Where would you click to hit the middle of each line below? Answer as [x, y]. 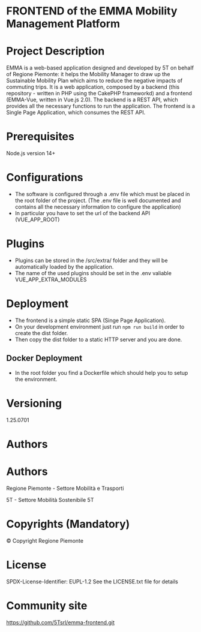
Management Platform [63, 24]
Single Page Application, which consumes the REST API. [76, 113]
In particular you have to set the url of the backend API [82, 213]
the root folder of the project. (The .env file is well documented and [98, 200]
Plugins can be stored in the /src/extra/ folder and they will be [91, 260]
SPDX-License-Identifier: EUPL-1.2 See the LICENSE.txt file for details [92, 581]
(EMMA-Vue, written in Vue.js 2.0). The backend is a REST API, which [92, 100]
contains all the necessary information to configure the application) [98, 207]
